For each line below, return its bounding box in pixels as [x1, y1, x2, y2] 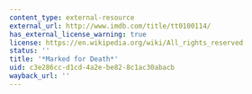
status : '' [9, 47, 50, 56]
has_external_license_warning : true [9, 30, 147, 38]
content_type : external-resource [9, 13, 135, 22]
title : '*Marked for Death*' [9, 55, 119, 64]
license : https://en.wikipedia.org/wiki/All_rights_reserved [9, 38, 244, 47]
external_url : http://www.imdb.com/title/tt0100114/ [9, 21, 211, 30]
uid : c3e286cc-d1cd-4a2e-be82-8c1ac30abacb [9, 64, 175, 73]
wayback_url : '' [9, 72, 70, 81]
